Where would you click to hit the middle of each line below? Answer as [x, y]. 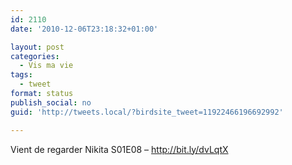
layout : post [37, 47]
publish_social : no [51, 102]
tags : [21, 75]
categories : [35, 56]
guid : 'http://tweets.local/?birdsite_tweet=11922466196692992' [147, 112]
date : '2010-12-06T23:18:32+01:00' [84, 29]
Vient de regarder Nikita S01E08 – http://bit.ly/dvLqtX [119, 149]
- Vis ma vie [46, 66]
